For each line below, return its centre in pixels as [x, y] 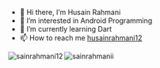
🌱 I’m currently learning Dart [66, 29]
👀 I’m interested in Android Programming [86, 21]
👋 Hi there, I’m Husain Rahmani [70, 12]
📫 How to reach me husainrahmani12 [81, 38]
